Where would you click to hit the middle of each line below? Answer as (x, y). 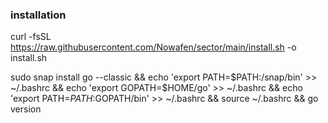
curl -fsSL (31, 37)
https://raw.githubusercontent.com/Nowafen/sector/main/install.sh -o (153, 47)
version (26, 109)
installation (38, 15)
